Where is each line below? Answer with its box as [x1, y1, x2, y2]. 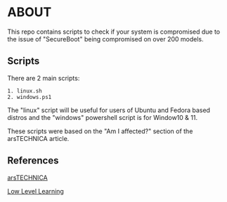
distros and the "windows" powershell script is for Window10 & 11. [7, 113, 198, 121]
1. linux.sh [7, 87, 42, 95]
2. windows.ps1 [7, 93, 52, 100]
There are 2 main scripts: [7, 74, 80, 82]
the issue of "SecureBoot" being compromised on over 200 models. [7, 34, 204, 43]
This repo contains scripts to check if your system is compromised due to [7, 27, 220, 36]
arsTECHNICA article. [7, 134, 70, 142]
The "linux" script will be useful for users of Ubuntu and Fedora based [7, 106, 211, 114]
